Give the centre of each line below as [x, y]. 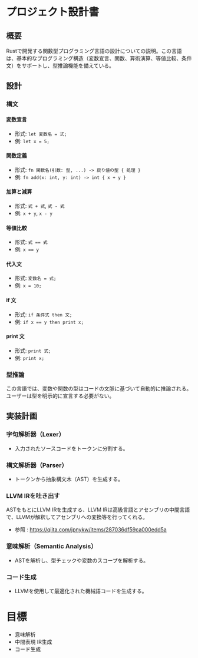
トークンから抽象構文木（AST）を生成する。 [69, 479]
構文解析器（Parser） [37, 465]
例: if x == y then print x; [49, 322]
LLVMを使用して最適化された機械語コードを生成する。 [81, 591]
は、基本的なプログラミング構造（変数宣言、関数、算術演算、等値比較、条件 [99, 58]
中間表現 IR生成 [33, 642]
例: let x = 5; [32, 141]
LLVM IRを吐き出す [33, 495]
